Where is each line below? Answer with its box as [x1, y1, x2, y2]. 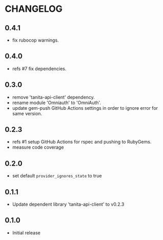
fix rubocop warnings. [12, 37, 59, 43]
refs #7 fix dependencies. [12, 65, 67, 72]
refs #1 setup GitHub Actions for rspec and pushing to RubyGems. [12, 139, 152, 145]
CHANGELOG [5, 3, 63, 15]
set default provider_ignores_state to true [12, 173, 102, 179]
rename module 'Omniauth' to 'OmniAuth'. [12, 99, 101, 106]
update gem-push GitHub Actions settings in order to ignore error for [12, 105, 158, 111]
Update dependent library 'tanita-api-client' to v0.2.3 [12, 201, 125, 208]
